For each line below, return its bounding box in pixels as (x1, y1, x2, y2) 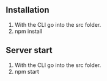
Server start (6, 45, 53, 55)
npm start (14, 68, 39, 75)
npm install (14, 27, 43, 35)
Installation (6, 5, 50, 15)
